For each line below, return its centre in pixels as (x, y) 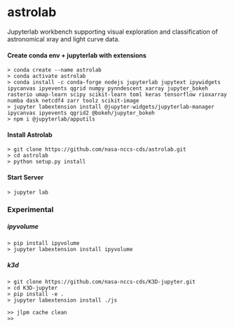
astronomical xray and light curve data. (64, 39)
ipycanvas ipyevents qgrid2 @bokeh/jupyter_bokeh (81, 113)
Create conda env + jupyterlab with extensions (77, 55)
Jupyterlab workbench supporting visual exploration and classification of (113, 32)
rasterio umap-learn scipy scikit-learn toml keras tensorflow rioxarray (117, 95)
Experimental (30, 210)
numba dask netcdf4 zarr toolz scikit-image (73, 101)
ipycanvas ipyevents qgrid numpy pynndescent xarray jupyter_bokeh (108, 88)
